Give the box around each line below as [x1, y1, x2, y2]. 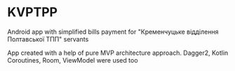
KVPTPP [7, 4, 58, 20]
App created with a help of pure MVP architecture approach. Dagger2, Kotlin [7, 49, 229, 57]
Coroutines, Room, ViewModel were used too [7, 56, 138, 64]
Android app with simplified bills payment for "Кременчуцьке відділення [7, 27, 219, 36]
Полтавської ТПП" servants [7, 34, 89, 43]
